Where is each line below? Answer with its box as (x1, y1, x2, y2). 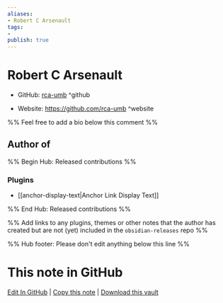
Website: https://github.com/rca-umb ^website (17, 104, 154, 113)
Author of (7, 139, 51, 151)
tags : (7, 23, 23, 30)
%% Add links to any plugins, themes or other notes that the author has (7, 219, 216, 227)
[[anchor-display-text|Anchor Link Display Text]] (17, 191, 159, 200)
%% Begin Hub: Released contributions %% (7, 157, 137, 166)
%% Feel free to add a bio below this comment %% (7, 118, 158, 127)
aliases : (7, 10, 33, 18)
